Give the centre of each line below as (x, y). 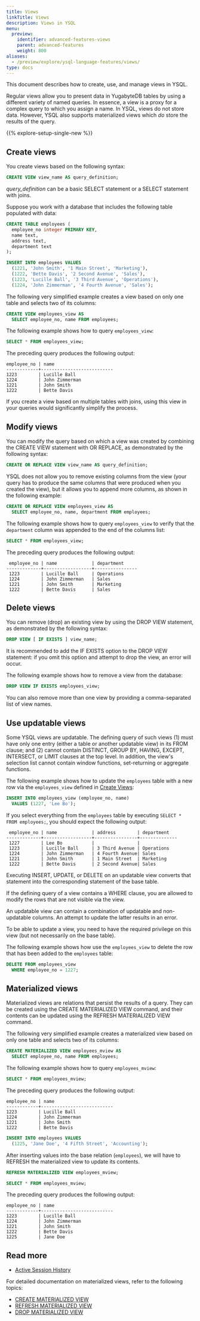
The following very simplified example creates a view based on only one (95, 297)
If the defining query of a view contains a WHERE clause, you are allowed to (99, 893)
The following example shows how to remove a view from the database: (95, 675)
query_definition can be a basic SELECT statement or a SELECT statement (97, 189)
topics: (15, 1288)
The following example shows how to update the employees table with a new (99, 781)
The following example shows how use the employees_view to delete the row (99, 947)
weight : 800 (32, 51)
